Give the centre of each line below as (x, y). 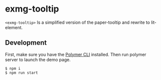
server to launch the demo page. (38, 60)
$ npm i (13, 68)
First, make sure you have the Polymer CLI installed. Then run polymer (76, 54)
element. (14, 27)
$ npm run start (21, 73)
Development (26, 43)
